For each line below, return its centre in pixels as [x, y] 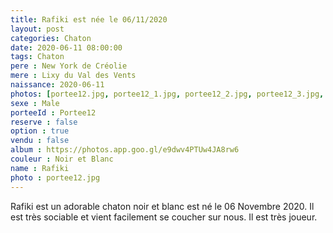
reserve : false [44, 122]
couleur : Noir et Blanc [62, 159]
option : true [40, 131]
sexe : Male [35, 103]
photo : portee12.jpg [55, 177]
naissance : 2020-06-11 [57, 85]
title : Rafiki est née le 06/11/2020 [89, 19]
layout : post [37, 29]
